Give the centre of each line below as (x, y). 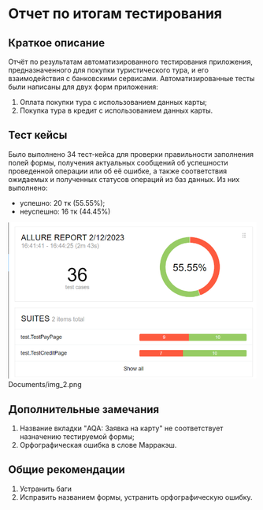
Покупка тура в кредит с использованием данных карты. (116, 110)
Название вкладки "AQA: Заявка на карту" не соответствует (121, 428)
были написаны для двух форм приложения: (83, 87)
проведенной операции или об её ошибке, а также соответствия (117, 171)
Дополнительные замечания (84, 409)
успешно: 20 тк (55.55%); (62, 203)
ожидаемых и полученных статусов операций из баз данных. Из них (124, 179)
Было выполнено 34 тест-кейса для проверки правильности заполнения (131, 154)
